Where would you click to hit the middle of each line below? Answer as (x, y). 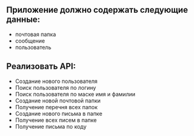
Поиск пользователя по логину (55, 87)
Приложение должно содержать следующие (97, 10)
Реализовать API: (41, 66)
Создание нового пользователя (56, 81)
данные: (23, 20)
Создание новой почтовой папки (58, 101)
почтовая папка (36, 34)
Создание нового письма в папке (59, 113)
